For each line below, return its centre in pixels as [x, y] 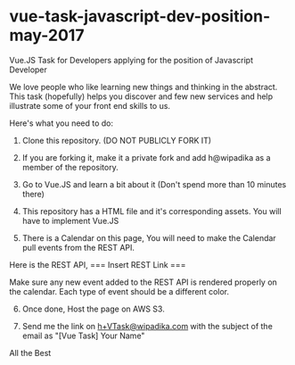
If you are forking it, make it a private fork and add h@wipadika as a [146, 157]
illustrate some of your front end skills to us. [90, 105]
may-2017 [47, 35]
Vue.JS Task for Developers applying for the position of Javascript [131, 60]
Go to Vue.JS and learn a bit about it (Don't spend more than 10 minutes [154, 184]
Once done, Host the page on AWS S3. [93, 309]
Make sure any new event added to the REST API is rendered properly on [143, 282]
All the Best [30, 353]
